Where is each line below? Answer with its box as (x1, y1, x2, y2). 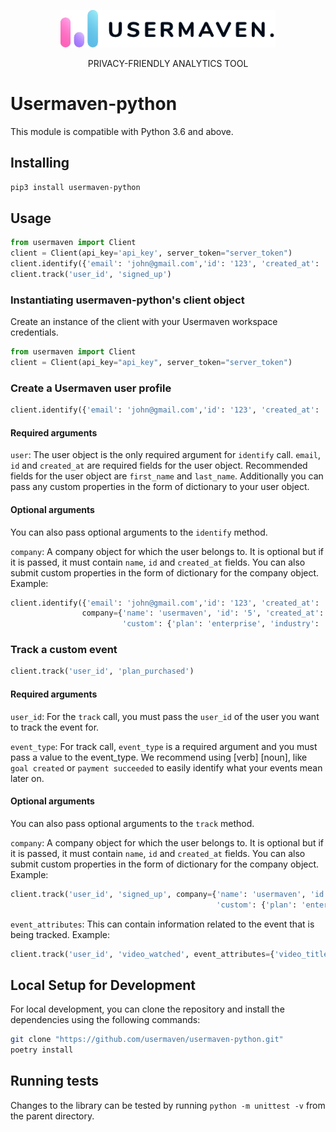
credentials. (10, 326, 59, 339)
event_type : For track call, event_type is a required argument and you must (10, 740, 318, 752)
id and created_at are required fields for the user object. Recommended (10, 460, 308, 472)
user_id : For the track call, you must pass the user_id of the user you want (10, 710, 320, 722)
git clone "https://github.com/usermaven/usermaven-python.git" (10, 1035, 284, 1045)
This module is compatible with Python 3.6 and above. (10, 125, 234, 137)
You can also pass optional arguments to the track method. (10, 817, 255, 829)
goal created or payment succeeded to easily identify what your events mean (10, 761, 323, 774)
